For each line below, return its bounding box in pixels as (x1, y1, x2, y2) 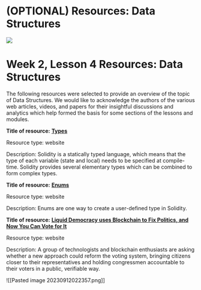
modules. (6, 115, 29, 122)
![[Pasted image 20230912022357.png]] (6, 276, 105, 283)
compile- (163, 157, 185, 164)
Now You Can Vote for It (6, 222, 67, 229)
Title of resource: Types (6, 127, 68, 134)
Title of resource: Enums (6, 181, 70, 189)
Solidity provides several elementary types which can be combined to (20, 163, 193, 171)
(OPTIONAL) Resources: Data (6, 4, 156, 18)
